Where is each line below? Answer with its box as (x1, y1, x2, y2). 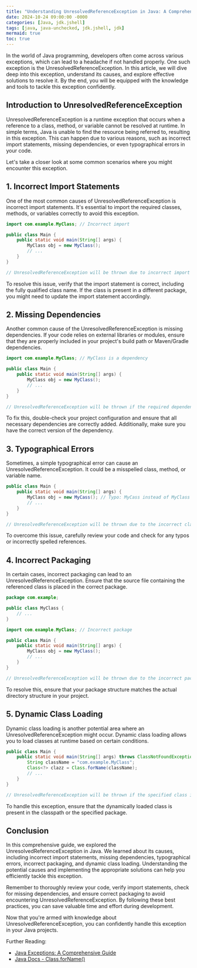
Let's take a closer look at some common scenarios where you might (6, 158, 172, 165)
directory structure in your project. (6, 692, 90, 699)
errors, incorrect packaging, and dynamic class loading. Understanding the (6, 860, 188, 867)
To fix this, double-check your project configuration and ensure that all (6, 415, 177, 422)
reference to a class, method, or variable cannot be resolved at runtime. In (6, 122, 185, 129)
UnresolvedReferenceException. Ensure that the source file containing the (6, 577, 185, 584)
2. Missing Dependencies (6, 310, 101, 320)
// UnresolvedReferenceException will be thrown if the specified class (6, 792, 188, 798)
